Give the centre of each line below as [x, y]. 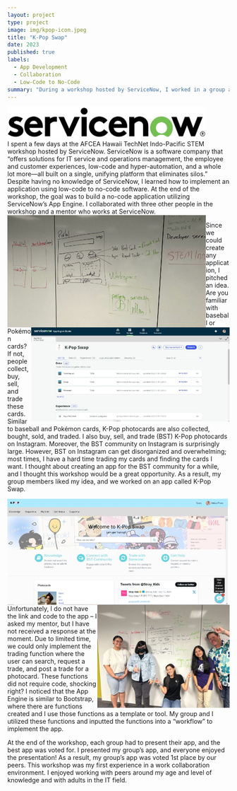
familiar [217, 300]
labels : [19, 60]
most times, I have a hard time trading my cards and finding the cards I [110, 459]
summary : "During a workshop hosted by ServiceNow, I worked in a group [116, 89]
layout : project [31, 15]
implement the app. [35, 729]
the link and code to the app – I [52, 616]
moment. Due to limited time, [49, 639]
